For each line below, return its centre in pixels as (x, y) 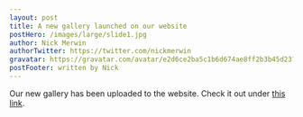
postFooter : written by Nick (64, 68)
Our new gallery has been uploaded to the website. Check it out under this (147, 93)
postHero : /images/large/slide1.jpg (78, 34)
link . (17, 103)
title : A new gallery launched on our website (98, 26)
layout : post (34, 18)
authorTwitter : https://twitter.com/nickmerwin (101, 51)
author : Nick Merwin (48, 43)
